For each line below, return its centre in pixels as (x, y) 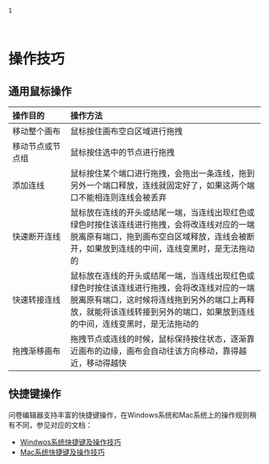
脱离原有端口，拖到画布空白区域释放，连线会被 (159, 236)
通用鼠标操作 (40, 91)
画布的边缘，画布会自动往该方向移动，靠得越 (163, 351)
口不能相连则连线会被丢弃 (119, 197)
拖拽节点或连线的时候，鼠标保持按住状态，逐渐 (159, 339)
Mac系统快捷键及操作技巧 (62, 452)
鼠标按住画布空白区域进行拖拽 (127, 131)
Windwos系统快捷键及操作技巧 (70, 442)
